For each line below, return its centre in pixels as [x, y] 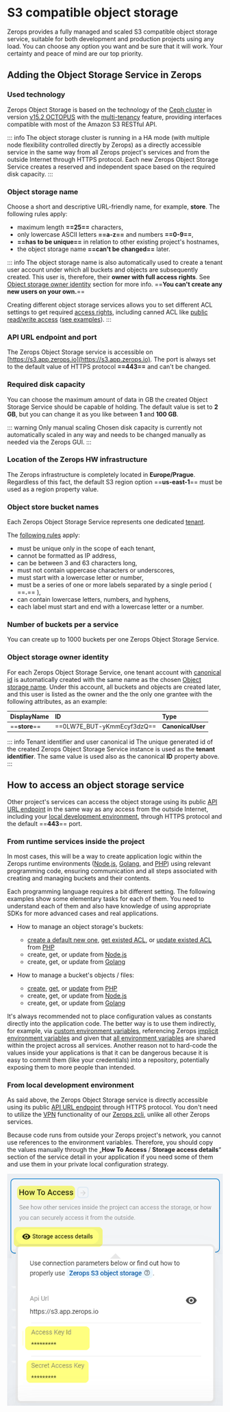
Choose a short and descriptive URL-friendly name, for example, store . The [114, 207]
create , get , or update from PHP [72, 989]
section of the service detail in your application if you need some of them [110, 1157]
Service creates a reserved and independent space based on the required [111, 167]
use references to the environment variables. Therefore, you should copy [110, 1142]
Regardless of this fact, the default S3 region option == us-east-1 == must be [115, 482]
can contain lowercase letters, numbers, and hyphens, [94, 600]
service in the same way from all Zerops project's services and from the [108, 152]
